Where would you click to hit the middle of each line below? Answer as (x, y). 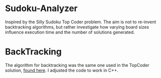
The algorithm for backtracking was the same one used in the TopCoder (77, 65)
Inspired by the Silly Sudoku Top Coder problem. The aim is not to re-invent (81, 22)
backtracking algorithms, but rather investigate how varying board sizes (77, 27)
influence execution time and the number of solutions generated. (70, 32)
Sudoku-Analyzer (41, 8)
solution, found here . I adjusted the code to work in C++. (62, 70)
